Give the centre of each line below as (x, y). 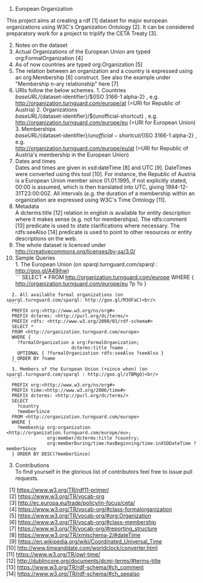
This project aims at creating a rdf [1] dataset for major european (87, 20)
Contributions (32, 465)
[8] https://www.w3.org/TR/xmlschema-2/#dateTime (75, 535)
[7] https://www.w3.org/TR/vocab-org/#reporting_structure (83, 528)
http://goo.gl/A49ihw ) (42, 271)
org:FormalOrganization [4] (49, 58)
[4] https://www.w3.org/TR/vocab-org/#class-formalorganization (91, 509)
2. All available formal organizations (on (67, 295)
